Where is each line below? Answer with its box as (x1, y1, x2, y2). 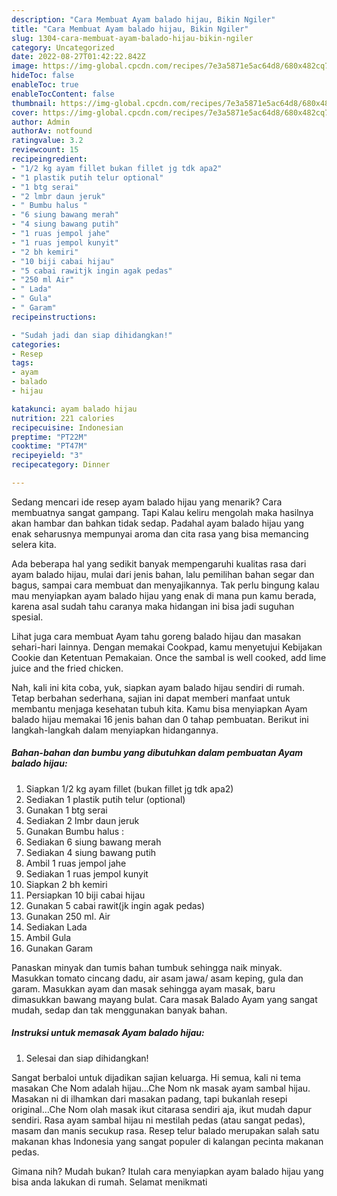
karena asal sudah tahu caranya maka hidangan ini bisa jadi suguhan (11, 600, 295, 612)
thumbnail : (11, 98, 57, 108)
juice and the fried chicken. (11, 662, 124, 674)
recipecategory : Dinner (11, 460, 111, 470)
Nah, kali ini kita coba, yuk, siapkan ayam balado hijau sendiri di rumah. (11, 681, 305, 693)
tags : (11, 358, 34, 368)
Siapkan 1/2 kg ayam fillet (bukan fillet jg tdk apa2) (25, 782, 234, 795)
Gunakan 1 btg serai (25, 804, 108, 816)
